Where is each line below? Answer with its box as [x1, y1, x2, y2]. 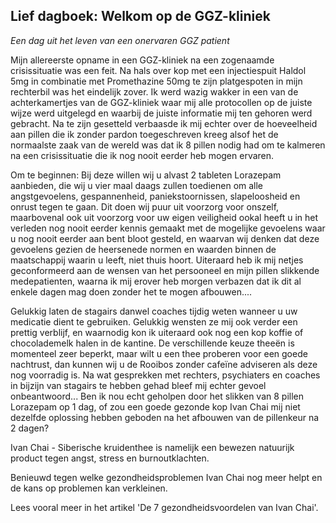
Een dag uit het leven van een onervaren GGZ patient [10, 34, 230, 46]
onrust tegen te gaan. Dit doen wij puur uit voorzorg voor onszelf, [10, 200, 280, 213]
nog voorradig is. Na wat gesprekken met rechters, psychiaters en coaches [10, 369, 321, 381]
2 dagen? [10, 422, 50, 434]
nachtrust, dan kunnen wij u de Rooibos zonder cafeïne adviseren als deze [10, 358, 318, 370]
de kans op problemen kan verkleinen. [10, 482, 168, 494]
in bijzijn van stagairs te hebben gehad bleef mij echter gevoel [10, 379, 267, 391]
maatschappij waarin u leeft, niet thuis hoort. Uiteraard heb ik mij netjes [10, 254, 304, 266]
